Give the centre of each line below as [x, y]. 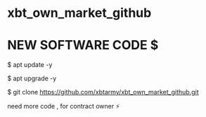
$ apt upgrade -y [32, 78]
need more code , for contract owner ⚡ [64, 106]
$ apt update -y [30, 65]
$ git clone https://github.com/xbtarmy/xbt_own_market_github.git [103, 92]
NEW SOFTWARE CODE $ [83, 45]
